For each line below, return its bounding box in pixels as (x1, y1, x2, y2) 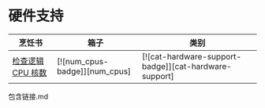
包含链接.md (8, 92, 49, 101)
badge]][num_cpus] (56, 66, 132, 77)
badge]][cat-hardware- (141, 60, 233, 71)
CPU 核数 (12, 67, 47, 78)
